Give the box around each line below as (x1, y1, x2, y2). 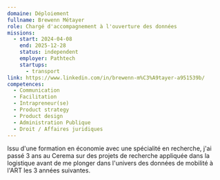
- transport (25, 68, 60, 74)
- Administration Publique (13, 119, 91, 126)
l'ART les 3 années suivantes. (7, 166, 91, 174)
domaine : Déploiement (7, 10, 70, 17)
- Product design (13, 112, 63, 119)
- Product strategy (13, 106, 70, 113)
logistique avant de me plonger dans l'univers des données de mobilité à (7, 159, 214, 168)
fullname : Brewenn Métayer (7, 17, 85, 23)
